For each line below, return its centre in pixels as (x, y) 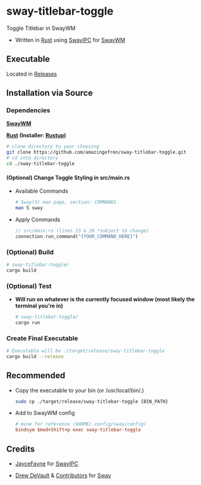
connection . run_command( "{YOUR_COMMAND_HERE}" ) (76, 236)
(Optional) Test (29, 286)
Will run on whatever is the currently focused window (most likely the (105, 299)
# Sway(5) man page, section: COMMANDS (66, 203)
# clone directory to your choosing (53, 147)
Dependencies (28, 110)
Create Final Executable (42, 338)
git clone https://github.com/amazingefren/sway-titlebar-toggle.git (97, 153)
